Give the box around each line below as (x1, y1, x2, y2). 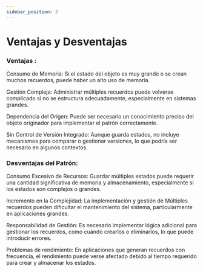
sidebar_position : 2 (6, 8, 59, 15)
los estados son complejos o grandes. (6, 186, 101, 193)
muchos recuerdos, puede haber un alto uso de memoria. (6, 77, 150, 84)
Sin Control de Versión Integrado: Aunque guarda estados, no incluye (6, 131, 179, 138)
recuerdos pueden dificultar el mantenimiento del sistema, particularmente (6, 204, 193, 211)
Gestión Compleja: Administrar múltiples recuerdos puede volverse (6, 88, 174, 96)
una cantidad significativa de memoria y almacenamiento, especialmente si (6, 179, 194, 186)
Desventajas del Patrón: (6, 159, 78, 167)
